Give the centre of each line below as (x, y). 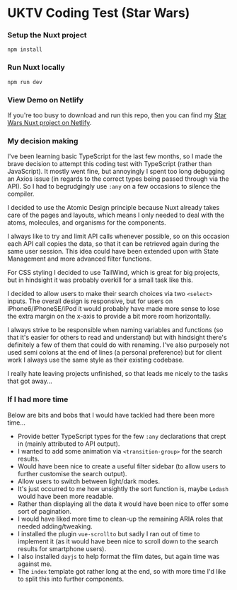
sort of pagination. (45, 511)
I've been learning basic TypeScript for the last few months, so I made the (115, 156)
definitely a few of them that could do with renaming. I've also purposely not (118, 345)
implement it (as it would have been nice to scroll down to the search (118, 541)
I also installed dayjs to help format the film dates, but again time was (118, 556)
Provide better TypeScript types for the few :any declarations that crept (122, 436)
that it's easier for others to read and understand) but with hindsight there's (117, 338)
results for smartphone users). (62, 548)
